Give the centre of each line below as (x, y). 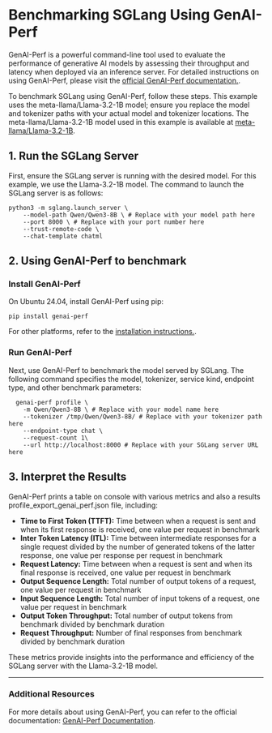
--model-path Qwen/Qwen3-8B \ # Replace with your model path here (139, 215)
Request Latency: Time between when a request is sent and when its (136, 564)
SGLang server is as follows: (56, 193)
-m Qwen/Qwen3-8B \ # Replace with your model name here (121, 409)
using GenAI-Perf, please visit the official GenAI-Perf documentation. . (125, 80)
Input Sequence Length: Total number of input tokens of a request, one (140, 598)
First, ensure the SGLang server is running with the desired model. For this (132, 175)
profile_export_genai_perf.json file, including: (83, 505)
